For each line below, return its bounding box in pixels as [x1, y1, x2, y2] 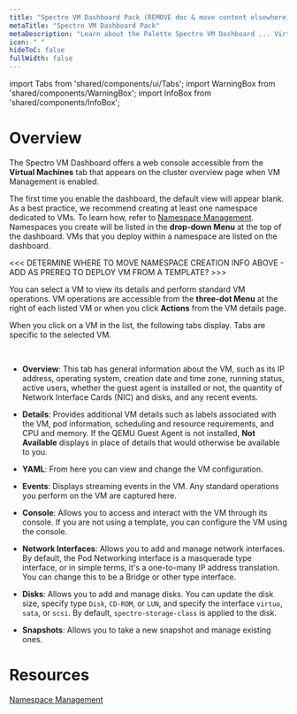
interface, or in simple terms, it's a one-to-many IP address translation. [21, 562, 280, 572]
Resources [9, 665, 90, 686]
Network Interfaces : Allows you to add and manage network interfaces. [21, 543, 286, 554]
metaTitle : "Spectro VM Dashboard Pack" [9, 21, 161, 30]
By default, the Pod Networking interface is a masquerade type [21, 552, 252, 563]
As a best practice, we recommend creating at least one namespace [9, 203, 258, 213]
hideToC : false [9, 46, 65, 55]
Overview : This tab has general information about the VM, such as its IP [21, 364, 286, 374]
